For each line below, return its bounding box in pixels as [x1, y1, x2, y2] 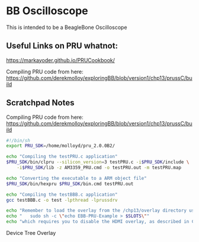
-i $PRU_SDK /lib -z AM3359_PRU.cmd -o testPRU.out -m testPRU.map [17, 164, 182, 171]
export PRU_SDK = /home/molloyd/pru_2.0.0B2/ [6, 143, 115, 149]
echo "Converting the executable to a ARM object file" [6, 175, 147, 181]
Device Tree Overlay [6, 230, 56, 237]
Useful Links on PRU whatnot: [6, 41, 118, 51]
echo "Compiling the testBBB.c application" [6, 191, 118, 198]
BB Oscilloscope [6, 4, 89, 18]
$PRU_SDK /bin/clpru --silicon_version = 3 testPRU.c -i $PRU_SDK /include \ [6, 159, 190, 165]
